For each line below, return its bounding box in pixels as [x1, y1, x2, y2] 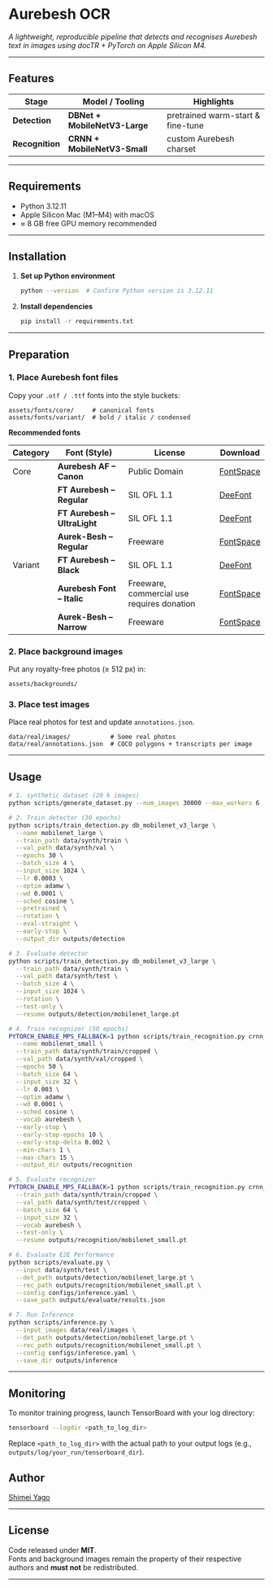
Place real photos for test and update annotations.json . [8, 717, 195, 727]
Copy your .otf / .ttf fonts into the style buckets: [8, 390, 180, 400]
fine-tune [166, 120, 205, 131]
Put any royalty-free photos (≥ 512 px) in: [8, 664, 146, 674]
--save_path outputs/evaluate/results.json [15, 1296, 165, 1305]
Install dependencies [19, 302, 93, 312]
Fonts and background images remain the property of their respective [8, 1554, 242, 1564]
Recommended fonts [8, 427, 81, 437]
